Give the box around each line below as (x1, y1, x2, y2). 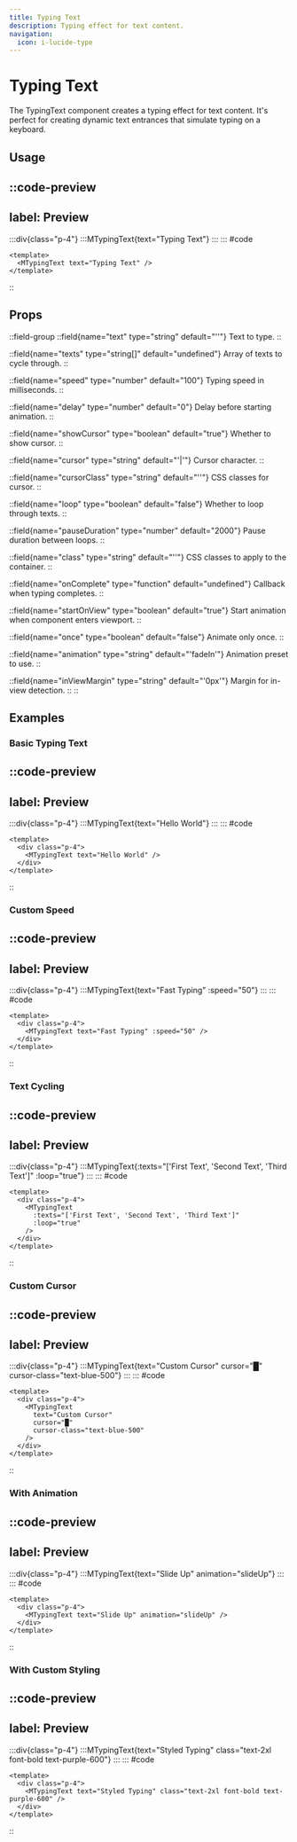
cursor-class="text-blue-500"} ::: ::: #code (9, 1370, 166, 1381)
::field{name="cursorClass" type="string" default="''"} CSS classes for (9, 472, 270, 482)
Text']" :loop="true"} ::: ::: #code (9, 1171, 129, 1181)
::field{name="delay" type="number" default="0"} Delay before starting (9, 401, 272, 412)
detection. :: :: (27, 685, 79, 695)
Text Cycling (9, 1080, 65, 1093)
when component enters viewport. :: (9, 614, 142, 625)
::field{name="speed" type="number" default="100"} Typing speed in (9, 374, 264, 386)
